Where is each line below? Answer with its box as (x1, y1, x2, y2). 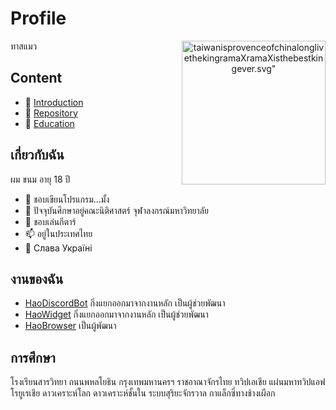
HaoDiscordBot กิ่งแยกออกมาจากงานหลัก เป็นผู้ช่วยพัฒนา (24, 297, 226, 309)
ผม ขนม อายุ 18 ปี (10, 173, 71, 185)
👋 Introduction (24, 96, 84, 108)
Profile (10, 7, 67, 30)
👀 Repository (24, 107, 78, 119)
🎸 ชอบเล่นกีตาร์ (24, 215, 77, 227)
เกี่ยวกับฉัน (10, 147, 65, 164)
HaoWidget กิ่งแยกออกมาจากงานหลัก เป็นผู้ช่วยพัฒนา (24, 308, 209, 321)
